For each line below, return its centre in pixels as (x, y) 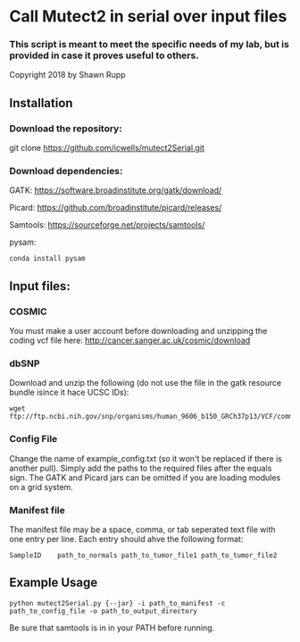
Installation (41, 103)
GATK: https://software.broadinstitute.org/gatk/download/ (116, 190)
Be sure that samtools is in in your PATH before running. (112, 628)
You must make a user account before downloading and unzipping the (138, 331)
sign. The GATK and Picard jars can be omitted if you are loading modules (145, 477)
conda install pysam (48, 259)
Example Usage (54, 583)
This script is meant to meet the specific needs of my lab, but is (150, 45)
